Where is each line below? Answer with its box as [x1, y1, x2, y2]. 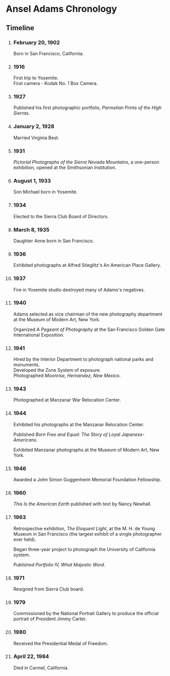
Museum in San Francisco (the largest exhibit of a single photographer [13, 531, 162, 537]
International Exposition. [13, 331, 65, 338]
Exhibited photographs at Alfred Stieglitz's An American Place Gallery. [13, 262, 161, 268]
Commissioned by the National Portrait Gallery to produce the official [13, 610, 159, 617]
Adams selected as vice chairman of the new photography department [13, 311, 163, 317]
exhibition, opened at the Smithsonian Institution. [13, 164, 117, 171]
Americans [13, 436, 36, 443]
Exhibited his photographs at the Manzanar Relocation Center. [13, 421, 144, 428]
